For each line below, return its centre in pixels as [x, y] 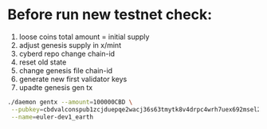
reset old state [43, 62]
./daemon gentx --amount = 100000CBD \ [70, 102]
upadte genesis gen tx [56, 87]
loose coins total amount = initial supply [84, 37]
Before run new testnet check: [110, 15]
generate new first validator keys [73, 79]
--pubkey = [27, 109]
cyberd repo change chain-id [67, 53]
